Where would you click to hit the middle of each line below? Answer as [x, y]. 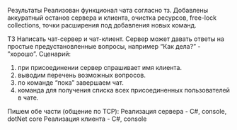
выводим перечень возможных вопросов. [82, 75]
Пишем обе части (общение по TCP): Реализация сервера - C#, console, [117, 111]
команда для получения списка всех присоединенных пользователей [123, 90]
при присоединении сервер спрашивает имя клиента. [100, 67]
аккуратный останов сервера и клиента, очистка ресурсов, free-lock [112, 18]
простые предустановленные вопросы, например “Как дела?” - [104, 46]
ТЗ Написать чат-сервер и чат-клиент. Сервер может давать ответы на [116, 39]
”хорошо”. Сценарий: [39, 54]
